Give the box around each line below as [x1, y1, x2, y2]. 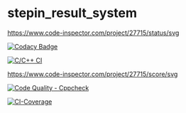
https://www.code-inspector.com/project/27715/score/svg [7, 70, 178, 78]
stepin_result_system [7, 5, 137, 21]
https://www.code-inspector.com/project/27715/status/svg [7, 28, 180, 37]
